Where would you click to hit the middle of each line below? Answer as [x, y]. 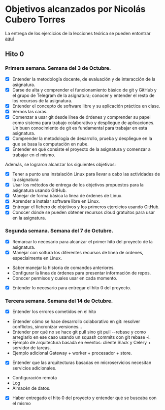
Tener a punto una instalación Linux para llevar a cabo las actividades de [86, 174]
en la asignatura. [29, 218]
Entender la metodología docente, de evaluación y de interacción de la [84, 79]
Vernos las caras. [30, 111]
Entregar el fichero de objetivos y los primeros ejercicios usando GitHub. [86, 207]
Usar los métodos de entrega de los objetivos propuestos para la [78, 185]
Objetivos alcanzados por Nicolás [75, 9]
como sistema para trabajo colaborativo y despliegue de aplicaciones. [83, 123]
